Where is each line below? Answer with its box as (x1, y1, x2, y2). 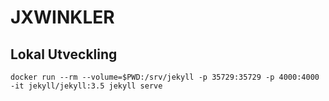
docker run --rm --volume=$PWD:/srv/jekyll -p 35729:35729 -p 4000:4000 (10, 72, 320, 82)
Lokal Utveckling (10, 46, 118, 63)
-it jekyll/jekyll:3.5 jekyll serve (10, 81, 163, 91)
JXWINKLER (10, 6, 115, 29)
